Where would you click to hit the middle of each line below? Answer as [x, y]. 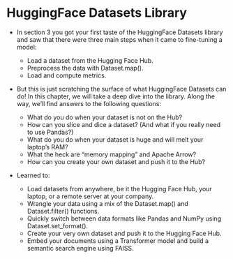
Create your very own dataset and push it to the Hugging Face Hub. [124, 233]
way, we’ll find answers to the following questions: [89, 103]
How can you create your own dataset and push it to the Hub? [116, 161]
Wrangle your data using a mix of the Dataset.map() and [108, 203]
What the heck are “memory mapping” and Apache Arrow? [112, 154]
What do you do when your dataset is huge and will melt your [115, 139]
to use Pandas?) [50, 132]
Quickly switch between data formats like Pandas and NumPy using [124, 219]
